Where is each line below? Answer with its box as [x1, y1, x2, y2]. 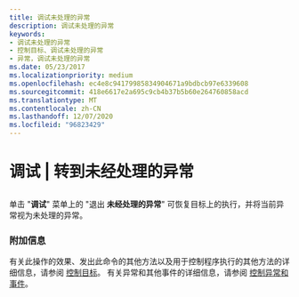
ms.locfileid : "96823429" [9, 121, 105, 130]
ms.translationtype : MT [9, 95, 98, 105]
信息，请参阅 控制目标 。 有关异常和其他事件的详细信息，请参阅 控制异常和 [16, 267, 289, 277]
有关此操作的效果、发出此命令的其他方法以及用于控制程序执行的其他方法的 [9, 255, 282, 267]
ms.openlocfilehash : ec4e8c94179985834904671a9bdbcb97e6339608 [9, 79, 249, 88]
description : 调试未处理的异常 [9, 21, 115, 30]
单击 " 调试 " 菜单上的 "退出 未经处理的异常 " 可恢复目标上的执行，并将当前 [9, 198, 277, 209]
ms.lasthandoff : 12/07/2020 [9, 112, 114, 121]
